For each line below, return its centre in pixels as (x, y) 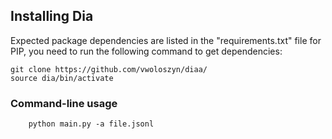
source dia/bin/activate (62, 78)
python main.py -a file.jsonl (91, 124)
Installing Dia (52, 16)
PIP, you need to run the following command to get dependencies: (146, 51)
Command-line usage (64, 103)
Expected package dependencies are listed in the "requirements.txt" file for (166, 40)
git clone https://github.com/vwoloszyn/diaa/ (109, 69)
